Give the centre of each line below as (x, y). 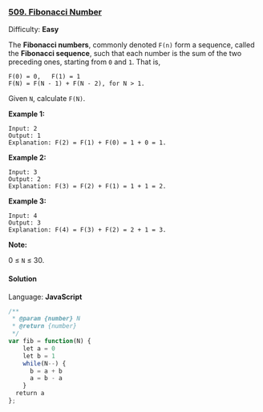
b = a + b (46, 371)
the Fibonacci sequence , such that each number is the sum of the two (125, 54)
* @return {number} (45, 326)
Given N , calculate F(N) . (47, 99)
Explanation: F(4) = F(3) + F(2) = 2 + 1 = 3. (87, 230)
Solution (23, 278)
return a (30, 394)
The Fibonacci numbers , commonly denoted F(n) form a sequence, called (131, 45)
